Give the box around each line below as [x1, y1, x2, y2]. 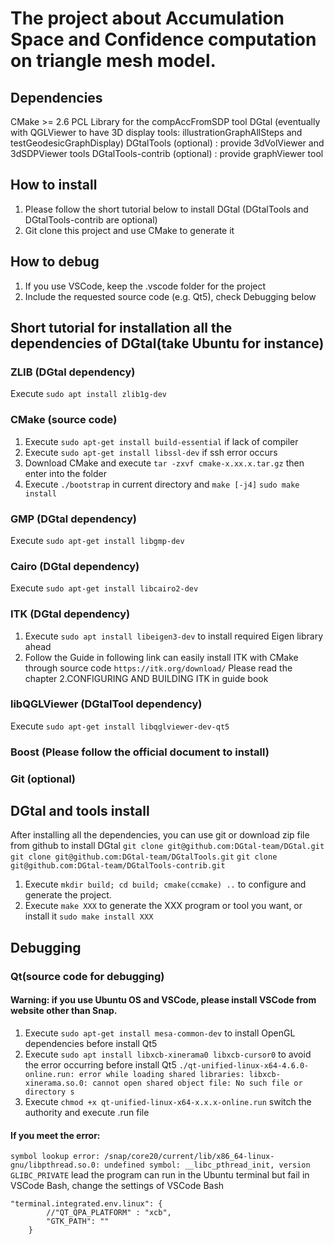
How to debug [10, 253, 100, 271]
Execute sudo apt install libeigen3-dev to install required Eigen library [24, 630, 324, 642]
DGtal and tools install [10, 803, 150, 820]
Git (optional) [10, 772, 77, 786]
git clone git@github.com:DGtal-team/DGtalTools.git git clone [10, 852, 278, 862]
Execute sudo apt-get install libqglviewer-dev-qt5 [10, 720, 230, 732]
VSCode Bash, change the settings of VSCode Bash [10, 1180, 225, 1192]
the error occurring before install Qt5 [24, 1058, 177, 1071]
